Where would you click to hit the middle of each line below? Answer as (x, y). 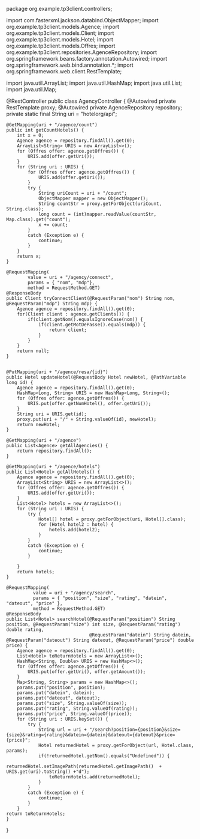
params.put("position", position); (61, 688)
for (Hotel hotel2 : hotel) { (76, 525)
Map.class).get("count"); (38, 219)
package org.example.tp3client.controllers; (59, 9)
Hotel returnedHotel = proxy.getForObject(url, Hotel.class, (116, 745)
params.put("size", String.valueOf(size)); (72, 703)
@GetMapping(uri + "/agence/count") (52, 125)
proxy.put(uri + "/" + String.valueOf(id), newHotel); (87, 419)
